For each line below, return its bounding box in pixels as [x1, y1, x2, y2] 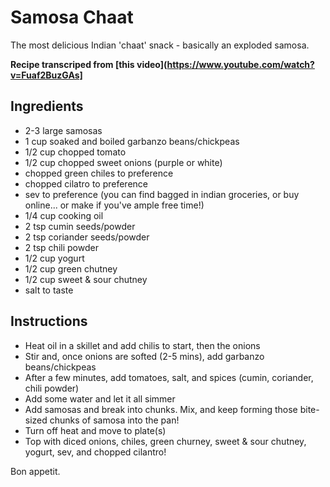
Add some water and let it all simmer [24, 392, 176, 405]
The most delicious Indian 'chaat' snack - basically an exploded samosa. [10, 39, 310, 51]
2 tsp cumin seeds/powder [24, 220, 136, 232]
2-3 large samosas [24, 124, 103, 136]
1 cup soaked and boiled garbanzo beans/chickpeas [24, 135, 240, 147]
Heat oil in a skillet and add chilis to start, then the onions [24, 339, 261, 351]
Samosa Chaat [10, 6, 134, 29]
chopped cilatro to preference [24, 177, 148, 190]
